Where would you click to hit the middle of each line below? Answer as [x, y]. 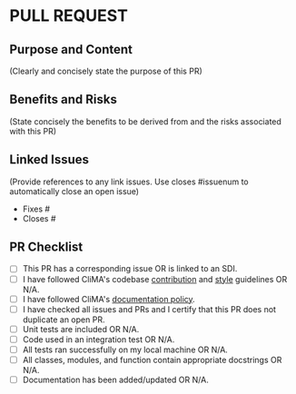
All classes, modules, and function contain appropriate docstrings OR [152, 360]
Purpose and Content [71, 49]
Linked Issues [49, 160]
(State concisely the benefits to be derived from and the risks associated [145, 121]
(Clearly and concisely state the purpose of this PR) [106, 71]
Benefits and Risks [64, 99]
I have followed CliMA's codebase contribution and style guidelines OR [155, 279]
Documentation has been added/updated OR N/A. [115, 379]
